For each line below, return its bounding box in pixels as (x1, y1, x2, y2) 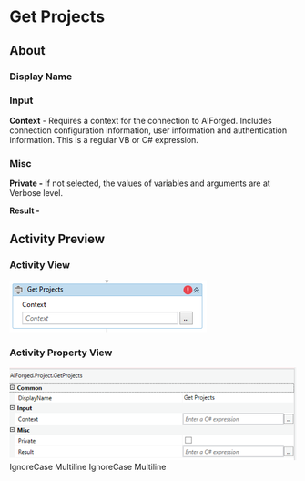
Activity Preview (9, 231, 106, 247)
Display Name (9, 70, 73, 83)
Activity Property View (9, 346, 113, 359)
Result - (9, 205, 40, 216)
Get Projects (9, 6, 106, 27)
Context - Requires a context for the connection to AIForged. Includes (9, 115, 272, 126)
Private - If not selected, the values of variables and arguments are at (9, 178, 270, 189)
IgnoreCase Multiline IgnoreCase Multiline (9, 461, 167, 472)
